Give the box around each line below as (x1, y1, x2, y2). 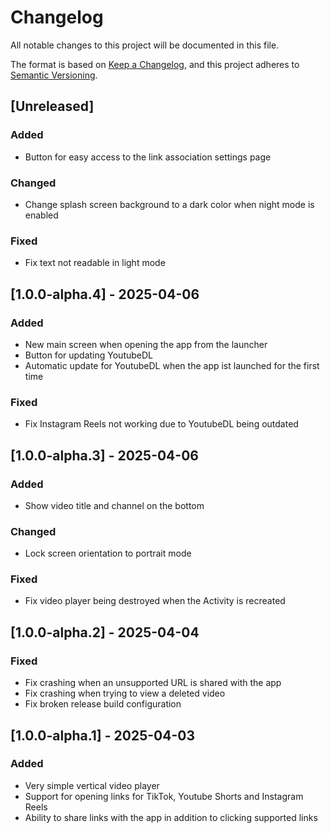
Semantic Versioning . (10, 69, 98, 81)
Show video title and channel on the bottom (24, 499, 205, 511)
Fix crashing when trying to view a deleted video (24, 687, 226, 700)
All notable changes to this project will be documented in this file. (10, 39, 280, 51)
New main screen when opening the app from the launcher (24, 338, 268, 350)
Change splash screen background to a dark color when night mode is (24, 198, 315, 210)
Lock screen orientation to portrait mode (24, 547, 192, 560)
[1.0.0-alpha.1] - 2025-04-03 (10, 727, 195, 744)
